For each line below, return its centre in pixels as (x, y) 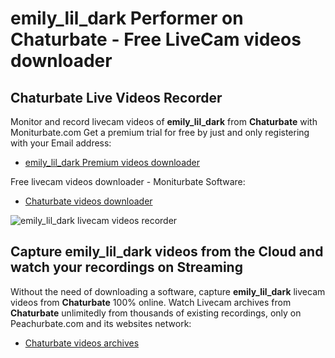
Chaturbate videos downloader (88, 201)
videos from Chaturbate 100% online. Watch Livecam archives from (151, 302)
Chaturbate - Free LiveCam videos (156, 39)
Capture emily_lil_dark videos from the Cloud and (167, 252)
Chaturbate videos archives (82, 343)
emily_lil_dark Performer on (127, 18)
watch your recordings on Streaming (126, 267)
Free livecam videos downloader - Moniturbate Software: (128, 181)
